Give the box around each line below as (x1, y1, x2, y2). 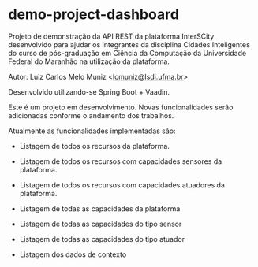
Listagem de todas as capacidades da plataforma (19, 203, 181, 213)
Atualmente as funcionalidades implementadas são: (8, 126, 176, 135)
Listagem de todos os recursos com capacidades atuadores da (19, 180, 225, 190)
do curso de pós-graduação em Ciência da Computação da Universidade (8, 48, 247, 57)
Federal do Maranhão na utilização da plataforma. (8, 57, 170, 66)
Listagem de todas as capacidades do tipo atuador (19, 234, 185, 243)
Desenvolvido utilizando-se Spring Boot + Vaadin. (8, 87, 170, 96)
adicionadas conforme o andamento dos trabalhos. (8, 110, 174, 120)
